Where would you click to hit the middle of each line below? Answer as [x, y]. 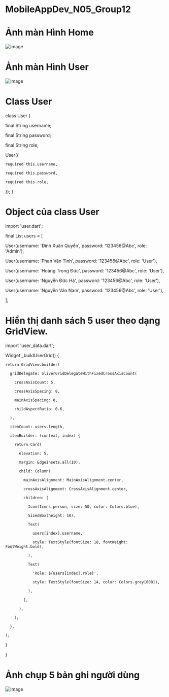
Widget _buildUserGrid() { [32, 355]
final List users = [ [24, 236]
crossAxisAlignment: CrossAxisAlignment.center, [76, 489]
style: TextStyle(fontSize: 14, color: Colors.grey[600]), [96, 582]
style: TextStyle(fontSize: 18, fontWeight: [80, 542]
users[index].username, [57, 533]
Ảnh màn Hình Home [49, 33]
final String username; [28, 126]
